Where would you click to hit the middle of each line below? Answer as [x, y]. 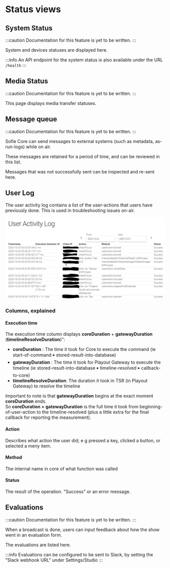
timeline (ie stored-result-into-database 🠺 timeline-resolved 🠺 [76, 368]
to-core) [21, 375]
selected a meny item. [28, 446]
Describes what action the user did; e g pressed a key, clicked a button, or [83, 440]
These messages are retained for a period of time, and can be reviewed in [82, 156]
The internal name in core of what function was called [62, 469]
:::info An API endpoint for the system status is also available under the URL [84, 60]
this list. [13, 162]
